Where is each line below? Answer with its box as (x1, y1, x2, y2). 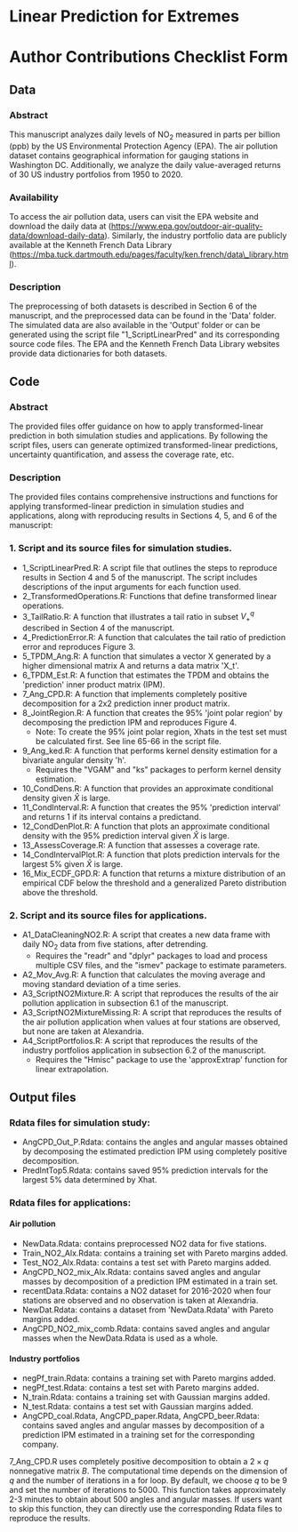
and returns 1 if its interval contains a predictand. (21, 812, 202, 822)
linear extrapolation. (35, 1064, 109, 1075)
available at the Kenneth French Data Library (9, 240, 173, 251)
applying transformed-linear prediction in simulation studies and (9, 501, 245, 512)
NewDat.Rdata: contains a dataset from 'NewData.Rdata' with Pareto (21, 1304, 274, 1315)
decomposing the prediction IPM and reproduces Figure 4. (21, 718, 238, 728)
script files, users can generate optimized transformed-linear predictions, (9, 440, 278, 451)
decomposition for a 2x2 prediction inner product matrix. (21, 698, 230, 709)
